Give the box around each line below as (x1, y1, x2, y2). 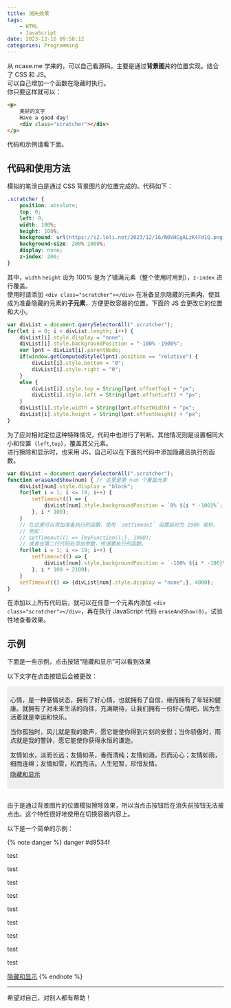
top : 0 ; (19, 208, 41, 216)
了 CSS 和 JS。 (7, 70, 50, 78)
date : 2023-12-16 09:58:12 (7, 36, 85, 43)
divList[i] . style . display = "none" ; (19, 334, 125, 341)
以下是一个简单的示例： (7, 824, 74, 833)
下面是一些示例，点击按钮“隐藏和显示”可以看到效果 (7, 658, 151, 666)
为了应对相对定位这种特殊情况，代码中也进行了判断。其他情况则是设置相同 (7, 430, 218, 439)
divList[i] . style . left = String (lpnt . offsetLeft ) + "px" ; (32, 392, 201, 399)
